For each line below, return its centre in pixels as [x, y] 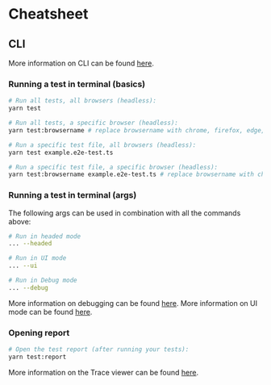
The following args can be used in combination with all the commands [125, 213]
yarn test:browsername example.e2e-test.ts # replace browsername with [131, 174]
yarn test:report [38, 357]
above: [20, 221]
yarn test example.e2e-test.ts [61, 153]
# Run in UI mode [38, 258]
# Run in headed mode [45, 236]
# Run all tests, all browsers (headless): [83, 101]
